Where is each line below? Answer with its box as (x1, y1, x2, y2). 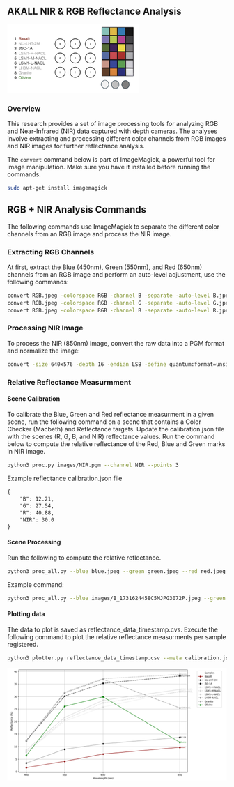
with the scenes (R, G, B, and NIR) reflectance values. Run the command (7, 432, 215, 441)
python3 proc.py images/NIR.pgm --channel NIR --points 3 (7, 461, 179, 468)
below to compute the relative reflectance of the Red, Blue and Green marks (7, 439, 226, 448)
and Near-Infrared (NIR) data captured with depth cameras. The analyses (7, 127, 218, 135)
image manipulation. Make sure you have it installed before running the (7, 162, 211, 171)
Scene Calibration (7, 395, 61, 403)
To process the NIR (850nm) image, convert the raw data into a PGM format (7, 339, 225, 347)
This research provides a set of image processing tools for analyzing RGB (7, 119, 218, 128)
